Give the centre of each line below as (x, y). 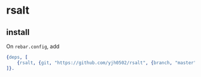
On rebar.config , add (33, 46)
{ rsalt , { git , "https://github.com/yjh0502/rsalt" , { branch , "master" (107, 63)
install (18, 32)
